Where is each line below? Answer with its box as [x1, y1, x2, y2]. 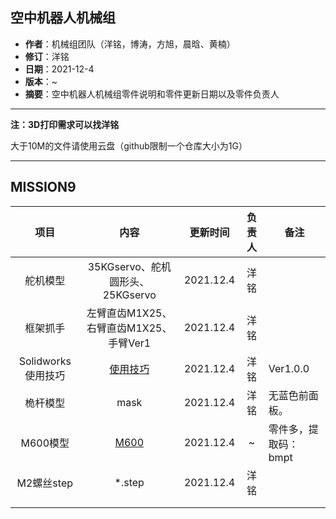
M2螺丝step [16, 476, 74, 490]
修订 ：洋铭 [24, 50, 70, 62]
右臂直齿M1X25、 [86, 321, 173, 335]
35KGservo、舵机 [87, 259, 172, 273]
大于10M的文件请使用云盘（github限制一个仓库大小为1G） [10, 139, 248, 152]
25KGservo [102, 288, 157, 302]
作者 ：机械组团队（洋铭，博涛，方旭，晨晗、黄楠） [24, 38, 236, 50]
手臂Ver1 [108, 336, 152, 350]
